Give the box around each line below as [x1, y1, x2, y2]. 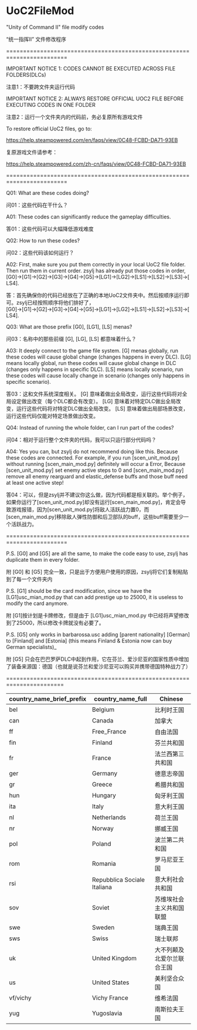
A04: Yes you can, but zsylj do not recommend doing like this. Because [6, 448, 178, 455]
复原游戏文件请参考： [6, 148, 57, 156]
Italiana [91, 883, 113, 891]
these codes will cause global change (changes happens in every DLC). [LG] [6, 353, 191, 360]
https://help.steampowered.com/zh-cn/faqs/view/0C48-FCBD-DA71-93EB [6, 160, 186, 167]
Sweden [91, 923, 115, 931]
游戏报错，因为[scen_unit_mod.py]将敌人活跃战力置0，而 [11, 506, 150, 513]
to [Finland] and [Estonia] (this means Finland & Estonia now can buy [6, 637, 172, 644]
